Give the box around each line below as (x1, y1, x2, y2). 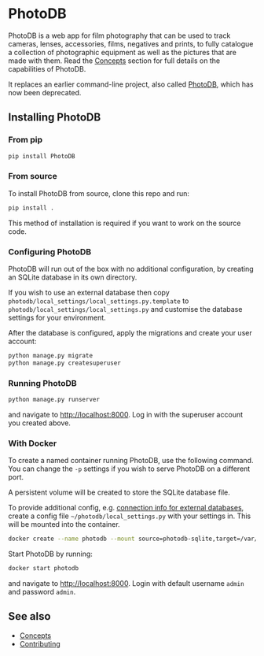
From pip (8, 135, 43, 146)
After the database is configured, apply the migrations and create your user (8, 328, 253, 337)
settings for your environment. (8, 313, 106, 322)
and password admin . (8, 587, 76, 596)
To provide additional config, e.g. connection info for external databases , (8, 503, 244, 513)
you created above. (8, 418, 71, 428)
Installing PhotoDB (8, 111, 101, 124)
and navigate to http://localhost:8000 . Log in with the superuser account (8, 410, 244, 419)
